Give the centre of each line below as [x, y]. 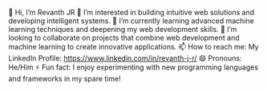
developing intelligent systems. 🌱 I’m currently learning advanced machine [131, 21]
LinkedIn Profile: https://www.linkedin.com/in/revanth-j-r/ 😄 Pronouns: [125, 58]
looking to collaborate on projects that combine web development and [124, 38]
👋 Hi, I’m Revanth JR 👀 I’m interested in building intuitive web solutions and [131, 12]
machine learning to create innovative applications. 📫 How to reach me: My [133, 47]
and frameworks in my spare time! [65, 79]
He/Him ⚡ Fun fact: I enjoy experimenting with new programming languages [133, 67]
